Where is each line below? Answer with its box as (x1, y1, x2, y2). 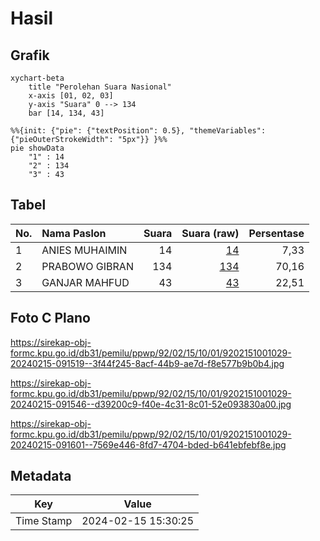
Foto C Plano (10, 310, 91, 327)
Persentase (248, 226, 305, 240)
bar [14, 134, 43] (28, 108, 105, 118)
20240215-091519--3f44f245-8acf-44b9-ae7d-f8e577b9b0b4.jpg (10, 357, 285, 369)
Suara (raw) (181, 226, 240, 240)
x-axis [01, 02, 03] (28, 91, 114, 101)
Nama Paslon (41, 226, 107, 240)
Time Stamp (15, 514, 73, 528)
